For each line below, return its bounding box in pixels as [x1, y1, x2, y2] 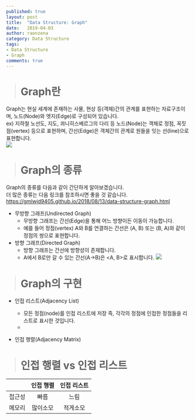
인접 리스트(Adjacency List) [14, 297, 80, 304]
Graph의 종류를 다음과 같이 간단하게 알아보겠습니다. [6, 184, 124, 191]
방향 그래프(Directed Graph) [14, 239, 81, 247]
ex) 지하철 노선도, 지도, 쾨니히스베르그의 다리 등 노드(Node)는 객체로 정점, [6, 120, 176, 127]
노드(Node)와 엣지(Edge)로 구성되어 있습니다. [13, 113, 119, 120]
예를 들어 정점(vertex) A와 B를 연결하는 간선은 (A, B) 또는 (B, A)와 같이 [23, 224, 186, 232]
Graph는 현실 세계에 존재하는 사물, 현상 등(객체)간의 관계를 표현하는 [6, 105, 161, 112]
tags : [6, 42, 19, 48]
